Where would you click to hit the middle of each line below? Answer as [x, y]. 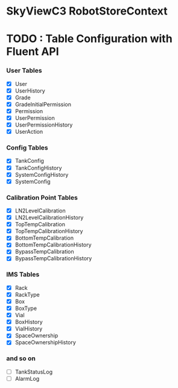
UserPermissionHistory [44, 125]
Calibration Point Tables [42, 197]
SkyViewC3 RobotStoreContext [87, 11]
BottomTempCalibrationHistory [53, 245]
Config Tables [27, 148]
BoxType [26, 308]
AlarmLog [27, 378]
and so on [21, 358]
